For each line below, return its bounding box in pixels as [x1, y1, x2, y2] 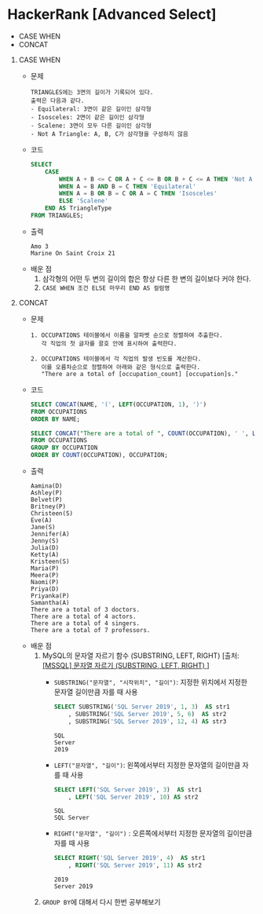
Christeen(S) [30, 510, 74, 517]
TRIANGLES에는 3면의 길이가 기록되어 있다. [30, 88, 154, 96]
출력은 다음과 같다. [30, 97, 85, 104]
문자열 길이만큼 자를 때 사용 [53, 687, 138, 696]
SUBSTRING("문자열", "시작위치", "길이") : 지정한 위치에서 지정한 [53, 678, 248, 687]
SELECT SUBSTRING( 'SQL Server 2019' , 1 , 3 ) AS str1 [53, 703, 231, 711]
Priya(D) [30, 585, 60, 594]
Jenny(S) [30, 537, 60, 545]
